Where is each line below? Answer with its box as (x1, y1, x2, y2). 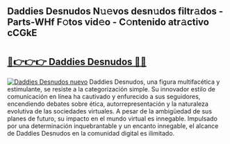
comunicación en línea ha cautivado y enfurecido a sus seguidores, (7, 93, 201, 100)
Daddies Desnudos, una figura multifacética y (89, 78, 220, 86)
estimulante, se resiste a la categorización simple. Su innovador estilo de (7, 85, 215, 93)
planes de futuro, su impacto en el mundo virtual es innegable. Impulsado (7, 114, 217, 123)
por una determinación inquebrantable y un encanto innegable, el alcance (7, 122, 219, 130)
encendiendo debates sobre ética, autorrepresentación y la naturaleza (7, 100, 208, 108)
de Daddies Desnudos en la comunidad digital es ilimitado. (7, 129, 175, 137)
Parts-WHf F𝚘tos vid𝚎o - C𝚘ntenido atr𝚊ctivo (7, 17, 210, 28)
